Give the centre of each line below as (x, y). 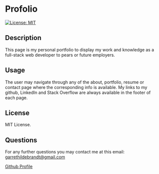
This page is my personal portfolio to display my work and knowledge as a (80, 49)
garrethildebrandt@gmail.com (35, 157)
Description (23, 38)
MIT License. (18, 125)
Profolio (21, 9)
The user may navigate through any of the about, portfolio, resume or (75, 82)
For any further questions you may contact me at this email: (65, 152)
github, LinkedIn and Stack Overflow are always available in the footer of (78, 92)
